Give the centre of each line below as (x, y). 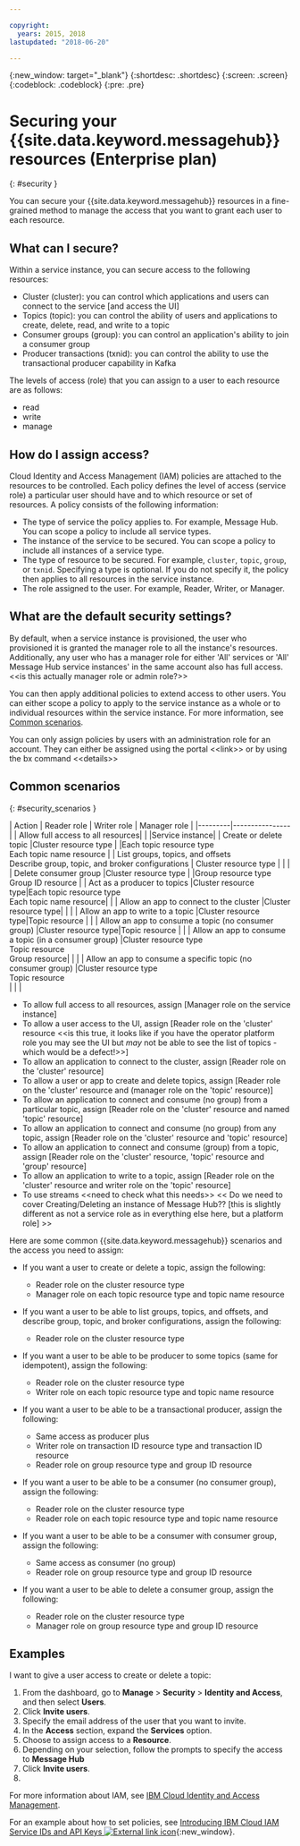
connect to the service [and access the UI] (101, 306)
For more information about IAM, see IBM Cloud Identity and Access (135, 1796)
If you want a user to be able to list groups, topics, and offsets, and (145, 1311)
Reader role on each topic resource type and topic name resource (157, 1518)
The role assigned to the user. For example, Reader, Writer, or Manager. (154, 588)
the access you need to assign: (67, 1250)
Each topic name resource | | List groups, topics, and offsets (120, 854)
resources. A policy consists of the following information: (114, 504)
